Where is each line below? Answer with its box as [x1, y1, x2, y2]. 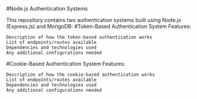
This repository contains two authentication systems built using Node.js [6, 17, 182, 23]
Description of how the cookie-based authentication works [6, 72, 155, 78]
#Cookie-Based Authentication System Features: [6, 60, 126, 67]
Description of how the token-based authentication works [6, 34, 152, 40]
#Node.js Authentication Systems [6, 5, 88, 12]
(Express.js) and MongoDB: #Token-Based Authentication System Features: [6, 23, 192, 30]
